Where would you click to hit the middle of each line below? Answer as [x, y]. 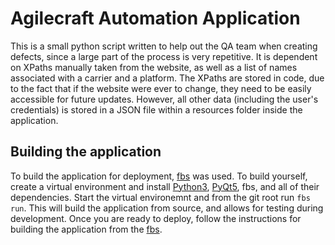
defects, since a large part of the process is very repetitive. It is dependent [164, 56]
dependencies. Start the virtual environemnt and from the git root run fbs [160, 197]
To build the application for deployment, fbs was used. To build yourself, [159, 176]
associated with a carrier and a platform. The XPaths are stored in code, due [167, 78]
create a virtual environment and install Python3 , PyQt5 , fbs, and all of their [165, 186]
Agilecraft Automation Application [155, 18]
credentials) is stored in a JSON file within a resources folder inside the [156, 109]
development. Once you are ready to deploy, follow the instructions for [156, 218]
